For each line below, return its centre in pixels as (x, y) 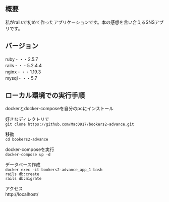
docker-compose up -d (28, 155)
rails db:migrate (23, 179)
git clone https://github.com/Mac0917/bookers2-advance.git (70, 124)
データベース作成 (23, 165)
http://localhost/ (22, 194)
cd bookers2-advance (27, 140)
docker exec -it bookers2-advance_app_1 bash (54, 170)
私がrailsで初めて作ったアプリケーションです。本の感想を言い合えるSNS (80, 22)
